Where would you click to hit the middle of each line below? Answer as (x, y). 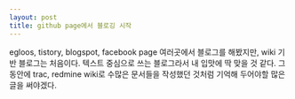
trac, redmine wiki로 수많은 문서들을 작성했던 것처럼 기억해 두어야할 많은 (159, 74)
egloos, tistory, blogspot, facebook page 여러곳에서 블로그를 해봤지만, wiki (143, 52)
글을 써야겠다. (33, 85)
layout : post (33, 17)
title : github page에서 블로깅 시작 (70, 26)
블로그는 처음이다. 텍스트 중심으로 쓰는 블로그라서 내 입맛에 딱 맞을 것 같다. (147, 63)
